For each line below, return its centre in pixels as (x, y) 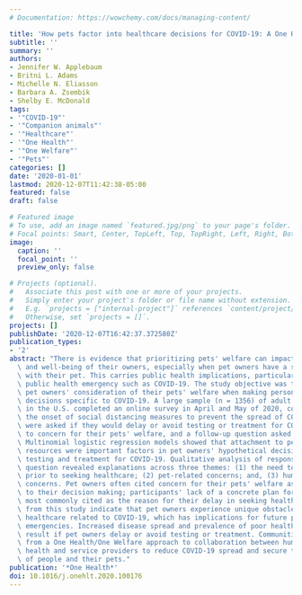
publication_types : (46, 342)
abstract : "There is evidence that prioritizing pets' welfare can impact (152, 359)
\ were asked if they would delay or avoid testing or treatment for (150, 426)
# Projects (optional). (54, 284)
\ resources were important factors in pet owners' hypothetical (142, 450)
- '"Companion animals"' (56, 126)
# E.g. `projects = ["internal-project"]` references (116, 308)
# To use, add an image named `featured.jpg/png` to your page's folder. (151, 226)
